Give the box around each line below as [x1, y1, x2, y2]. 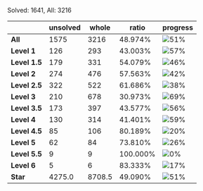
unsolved [48, 23, 81, 32]
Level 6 [11, 161, 37, 170]
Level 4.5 [11, 126, 42, 136]
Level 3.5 [11, 104, 42, 113]
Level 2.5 [11, 80, 42, 90]
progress [162, 23, 194, 32]
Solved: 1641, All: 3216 [7, 6, 72, 14]
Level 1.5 [11, 58, 42, 67]
